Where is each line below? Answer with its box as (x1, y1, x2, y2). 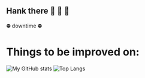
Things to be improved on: (6, 45, 140, 58)
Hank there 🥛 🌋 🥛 (6, 6, 70, 16)
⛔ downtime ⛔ (6, 22, 43, 29)
